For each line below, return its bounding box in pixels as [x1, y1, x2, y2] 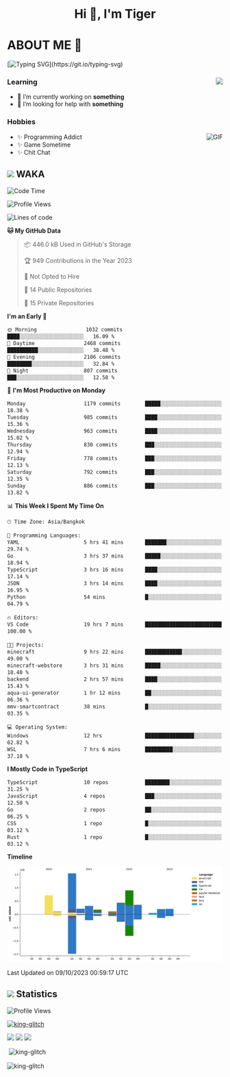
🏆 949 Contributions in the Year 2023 [23, 256, 132, 264]
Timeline [7, 852, 33, 861]
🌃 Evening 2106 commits [7, 353, 121, 360]
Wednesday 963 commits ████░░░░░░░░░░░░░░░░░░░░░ [7, 427, 222, 434]
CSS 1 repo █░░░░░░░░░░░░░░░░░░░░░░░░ [7, 820, 222, 827]
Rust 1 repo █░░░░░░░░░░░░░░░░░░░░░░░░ [7, 833, 222, 841]
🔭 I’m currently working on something [16, 92, 125, 101]
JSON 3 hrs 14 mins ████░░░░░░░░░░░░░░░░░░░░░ [7, 580, 222, 587]
